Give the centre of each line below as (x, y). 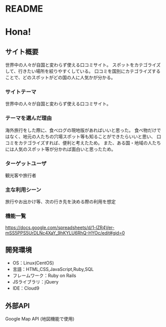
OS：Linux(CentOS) (33, 263)
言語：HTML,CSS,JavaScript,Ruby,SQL (53, 269)
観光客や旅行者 (21, 175)
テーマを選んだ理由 (29, 118)
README (24, 9)
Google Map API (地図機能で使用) (40, 319)
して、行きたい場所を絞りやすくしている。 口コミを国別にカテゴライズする (83, 71)
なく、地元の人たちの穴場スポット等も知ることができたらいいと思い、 (82, 136)
